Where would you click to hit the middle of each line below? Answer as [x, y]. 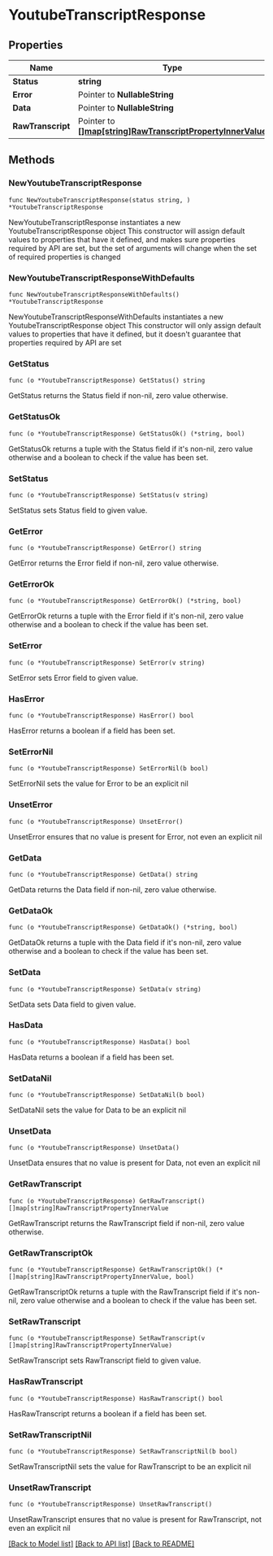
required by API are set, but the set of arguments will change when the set [133, 248]
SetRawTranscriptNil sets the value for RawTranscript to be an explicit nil [130, 1466]
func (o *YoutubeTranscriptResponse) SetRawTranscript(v [107, 1338]
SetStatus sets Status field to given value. [78, 510]
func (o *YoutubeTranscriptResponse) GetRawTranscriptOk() [110, 1270]
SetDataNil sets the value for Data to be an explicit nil [97, 1110]
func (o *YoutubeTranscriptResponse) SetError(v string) [107, 663]
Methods [32, 160]
